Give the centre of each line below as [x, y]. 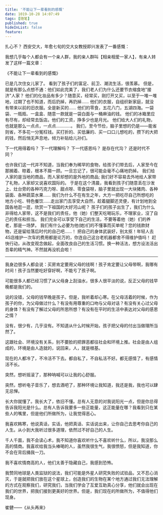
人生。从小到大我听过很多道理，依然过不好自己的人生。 [60, 430]
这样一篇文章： [28, 63]
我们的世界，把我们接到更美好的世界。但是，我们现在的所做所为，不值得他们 [81, 491]
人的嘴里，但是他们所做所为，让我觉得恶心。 [54, 413]
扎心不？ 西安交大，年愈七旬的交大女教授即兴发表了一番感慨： [67, 46]
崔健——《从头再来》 [26, 507]
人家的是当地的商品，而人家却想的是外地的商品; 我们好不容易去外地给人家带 [81, 177]
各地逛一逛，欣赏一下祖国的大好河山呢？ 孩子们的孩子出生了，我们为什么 [82, 207]
